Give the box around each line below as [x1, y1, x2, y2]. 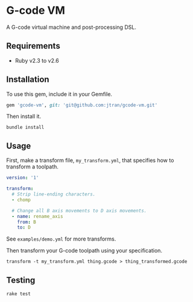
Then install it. [6, 112, 41, 120]
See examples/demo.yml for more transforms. [6, 235, 116, 242]
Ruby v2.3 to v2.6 [14, 57, 59, 64]
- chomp [11, 197, 31, 203]
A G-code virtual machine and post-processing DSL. [6, 23, 137, 31]
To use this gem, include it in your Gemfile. [6, 90, 113, 97]
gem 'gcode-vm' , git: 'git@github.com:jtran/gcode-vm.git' [6, 102, 158, 108]
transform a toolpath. [6, 163, 59, 170]
